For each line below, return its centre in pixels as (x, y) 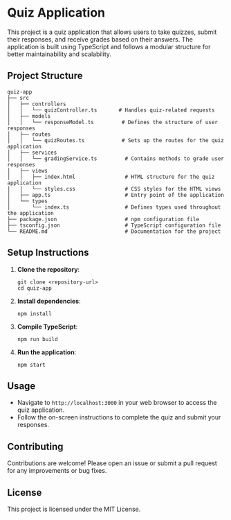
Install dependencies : (49, 301)
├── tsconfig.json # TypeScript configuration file (114, 225)
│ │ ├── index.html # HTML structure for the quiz (111, 177)
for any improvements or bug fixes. (57, 471)
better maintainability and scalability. (59, 54)
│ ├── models (29, 116)
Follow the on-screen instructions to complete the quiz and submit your (119, 417)
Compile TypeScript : (47, 327)
